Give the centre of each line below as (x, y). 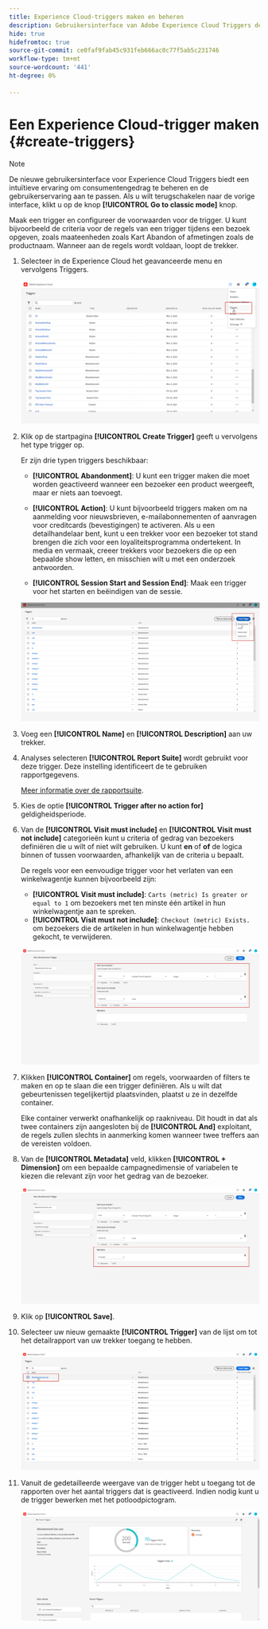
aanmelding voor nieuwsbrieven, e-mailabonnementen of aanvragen (144, 517)
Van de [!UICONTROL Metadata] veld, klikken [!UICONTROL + (123, 1159)
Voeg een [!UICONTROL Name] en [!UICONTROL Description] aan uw (136, 734)
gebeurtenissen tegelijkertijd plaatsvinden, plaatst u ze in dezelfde (129, 1094)
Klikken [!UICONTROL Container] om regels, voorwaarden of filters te (135, 1077)
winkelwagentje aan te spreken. (84, 911)
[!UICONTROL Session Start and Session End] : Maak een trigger (140, 583)
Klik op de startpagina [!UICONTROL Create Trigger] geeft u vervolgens (139, 437)
